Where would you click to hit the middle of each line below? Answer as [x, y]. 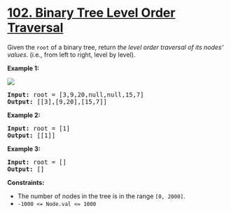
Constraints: [26, 182]
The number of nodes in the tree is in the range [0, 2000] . [101, 196]
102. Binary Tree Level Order [91, 13]
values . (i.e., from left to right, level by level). [71, 55]
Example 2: [24, 115]
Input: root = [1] [39, 128]
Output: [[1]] [31, 135]
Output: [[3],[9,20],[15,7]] [57, 102]
